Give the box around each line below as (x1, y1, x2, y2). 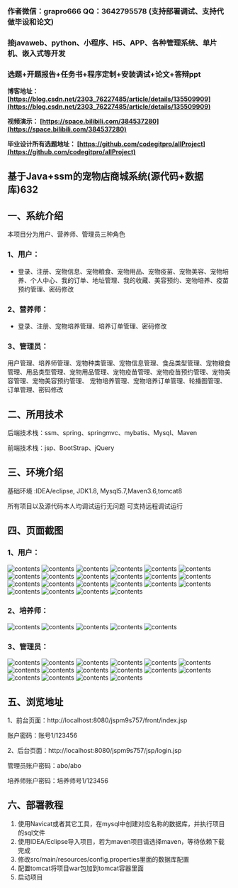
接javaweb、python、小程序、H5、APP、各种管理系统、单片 (7, 38, 217, 48)
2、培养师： (7, 606, 49, 616)
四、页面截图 (7, 525, 64, 537)
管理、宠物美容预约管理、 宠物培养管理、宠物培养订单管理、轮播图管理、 (13, 377, 227, 385)
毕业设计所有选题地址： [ (7, 140, 80, 149)
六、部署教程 (7, 799, 64, 811)
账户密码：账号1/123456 (7, 731, 78, 739)
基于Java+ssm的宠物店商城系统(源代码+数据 (7, 170, 204, 182)
